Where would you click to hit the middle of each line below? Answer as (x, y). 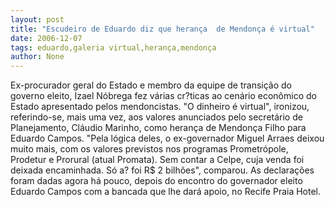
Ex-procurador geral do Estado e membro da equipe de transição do (151, 85)
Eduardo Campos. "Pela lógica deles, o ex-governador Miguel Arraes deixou (167, 138)
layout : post (37, 19)
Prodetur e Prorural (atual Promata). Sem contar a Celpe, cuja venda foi (157, 160)
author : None (37, 57)
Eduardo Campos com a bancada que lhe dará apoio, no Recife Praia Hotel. (166, 192)
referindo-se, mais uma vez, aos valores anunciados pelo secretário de (156, 117)
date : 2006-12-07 (46, 38)
